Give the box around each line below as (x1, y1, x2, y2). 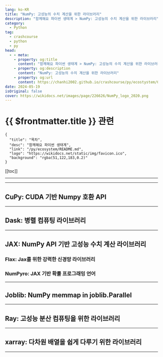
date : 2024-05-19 (5, 84, 40, 89)
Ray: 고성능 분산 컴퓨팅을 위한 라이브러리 (5, 314, 120, 322)
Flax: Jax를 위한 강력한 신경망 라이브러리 (5, 256, 96, 263)
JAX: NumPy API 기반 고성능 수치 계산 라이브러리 (5, 240, 147, 249)
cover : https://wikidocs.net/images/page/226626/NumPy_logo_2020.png (5, 93, 149, 98)
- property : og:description (14, 66, 70, 71)
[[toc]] (5, 168, 18, 174)
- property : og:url (14, 75, 53, 80)
